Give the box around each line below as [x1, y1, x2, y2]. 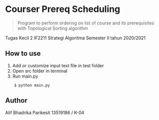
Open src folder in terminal [12, 68, 68, 74]
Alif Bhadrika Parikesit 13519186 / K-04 [5, 110, 85, 116]
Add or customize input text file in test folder [12, 62, 104, 68]
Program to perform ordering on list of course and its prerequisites [17, 20, 155, 26]
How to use [5, 49, 41, 58]
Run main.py [12, 73, 38, 79]
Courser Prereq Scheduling [5, 3, 121, 15]
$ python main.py [14, 83, 50, 88]
